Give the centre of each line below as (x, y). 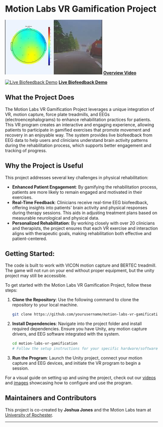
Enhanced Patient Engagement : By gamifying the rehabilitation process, (85, 187)
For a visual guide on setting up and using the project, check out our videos (81, 378)
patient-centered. (30, 239)
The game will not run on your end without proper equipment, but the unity (80, 271)
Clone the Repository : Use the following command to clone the (75, 300)
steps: (11, 290)
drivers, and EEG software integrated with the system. (66, 334)
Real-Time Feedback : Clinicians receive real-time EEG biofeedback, (80, 202)
